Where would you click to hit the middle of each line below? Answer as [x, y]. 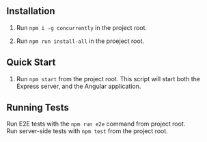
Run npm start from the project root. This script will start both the [108, 79]
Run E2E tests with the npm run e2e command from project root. [96, 124]
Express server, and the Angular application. [79, 86]
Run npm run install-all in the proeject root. [80, 41]
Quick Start [31, 62]
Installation [31, 11]
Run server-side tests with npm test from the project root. [87, 131]
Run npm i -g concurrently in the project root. [82, 27]
